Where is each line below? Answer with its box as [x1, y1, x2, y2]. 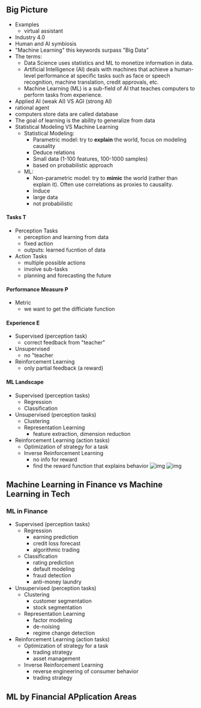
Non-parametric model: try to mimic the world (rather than [32, 174, 178, 181]
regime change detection [32, 629, 95, 637]
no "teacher [23, 352, 54, 359]
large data [32, 193, 58, 200]
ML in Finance [6, 507, 48, 515]
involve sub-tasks [23, 265, 68, 273]
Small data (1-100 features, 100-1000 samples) [32, 155, 148, 162]
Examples [14, 20, 40, 28]
